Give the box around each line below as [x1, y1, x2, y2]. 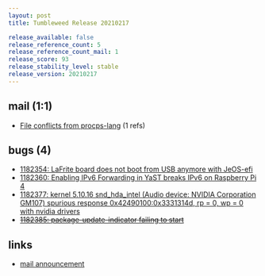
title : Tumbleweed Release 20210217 [8, 19, 129, 27]
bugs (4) [8, 144, 52, 157]
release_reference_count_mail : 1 [8, 48, 119, 56]
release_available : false [8, 33, 94, 41]
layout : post [8, 11, 52, 20]
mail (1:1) [8, 100, 53, 113]
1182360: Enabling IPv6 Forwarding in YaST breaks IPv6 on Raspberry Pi [19, 173, 257, 182]
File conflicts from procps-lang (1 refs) [19, 121, 145, 130]
